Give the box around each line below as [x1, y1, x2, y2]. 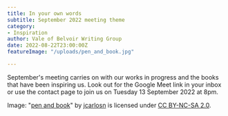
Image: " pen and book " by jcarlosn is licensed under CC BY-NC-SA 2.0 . [7, 101, 212, 109]
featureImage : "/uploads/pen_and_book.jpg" [7, 49, 135, 56]
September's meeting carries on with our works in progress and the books [7, 73, 219, 81]
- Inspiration [7, 29, 48, 36]
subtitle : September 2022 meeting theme [7, 16, 126, 23]
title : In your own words [7, 10, 82, 17]
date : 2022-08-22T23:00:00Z [7, 42, 88, 49]
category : [7, 23, 36, 30]
